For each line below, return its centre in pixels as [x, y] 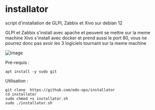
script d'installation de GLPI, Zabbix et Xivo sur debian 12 [64, 23]
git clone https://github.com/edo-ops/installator [60, 90]
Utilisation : [17, 81]
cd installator [21, 94]
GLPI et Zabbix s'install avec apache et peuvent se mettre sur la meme [78, 32]
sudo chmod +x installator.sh [37, 99]
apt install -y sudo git [31, 71]
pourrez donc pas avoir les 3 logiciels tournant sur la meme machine [76, 43]
